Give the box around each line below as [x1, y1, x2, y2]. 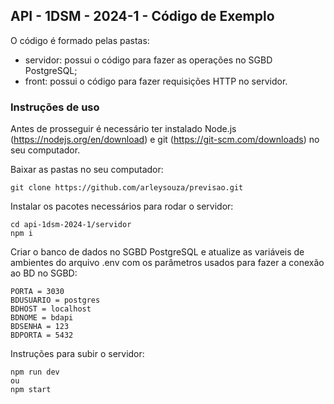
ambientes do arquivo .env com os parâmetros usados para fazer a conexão [10, 257, 325, 269]
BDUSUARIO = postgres [10, 295, 101, 306]
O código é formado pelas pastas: [10, 34, 150, 46]
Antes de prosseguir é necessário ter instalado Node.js [10, 123, 237, 135]
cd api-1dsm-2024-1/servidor [10, 220, 132, 230]
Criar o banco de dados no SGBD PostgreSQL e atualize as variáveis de [10, 246, 305, 258]
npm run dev [10, 367, 60, 378]
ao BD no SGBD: [10, 267, 78, 279]
